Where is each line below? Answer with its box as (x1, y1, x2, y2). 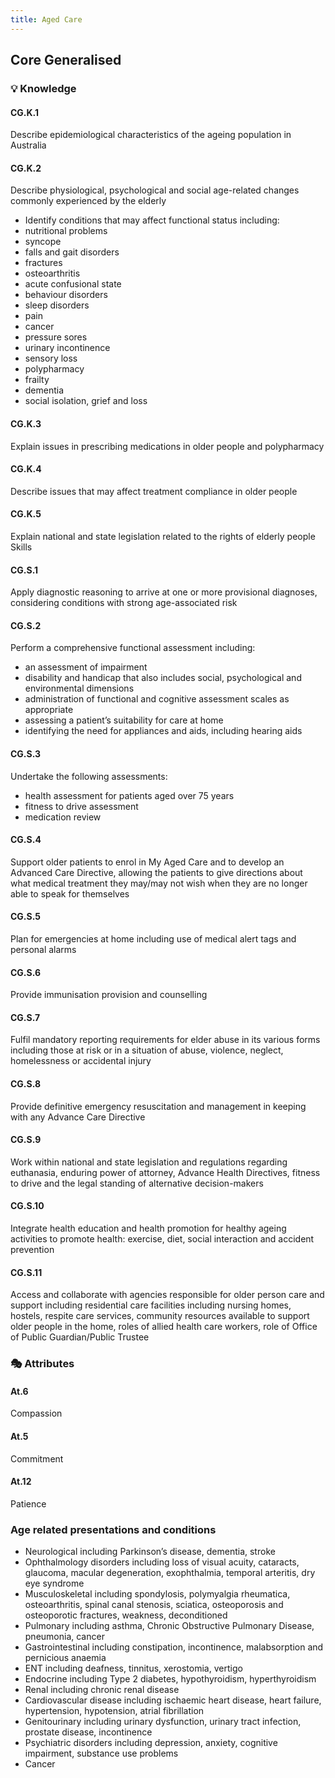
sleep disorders (24, 299, 90, 311)
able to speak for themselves (10, 887, 130, 900)
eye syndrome (24, 1577, 85, 1590)
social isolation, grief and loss (24, 395, 148, 407)
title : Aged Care (10, 14, 83, 25)
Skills (10, 541, 33, 553)
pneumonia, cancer (24, 1631, 105, 1643)
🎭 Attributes (10, 1357, 75, 1371)
